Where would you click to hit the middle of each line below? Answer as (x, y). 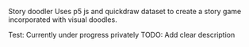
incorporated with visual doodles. (63, 20)
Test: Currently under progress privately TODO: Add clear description (122, 35)
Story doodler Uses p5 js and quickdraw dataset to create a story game (125, 11)
